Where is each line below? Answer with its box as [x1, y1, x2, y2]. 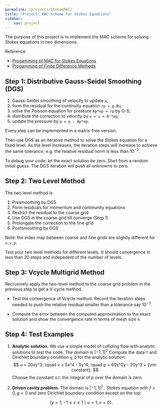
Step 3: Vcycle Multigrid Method [5, 268, 105, 276]
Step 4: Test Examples [5, 330, 74, 339]
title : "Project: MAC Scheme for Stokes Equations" [5, 12, 111, 17]
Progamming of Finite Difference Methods [12, 63, 96, 69]
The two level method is [5, 190, 53, 196]
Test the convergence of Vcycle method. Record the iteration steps [12, 296, 146, 302]
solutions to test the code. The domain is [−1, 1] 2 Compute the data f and [12, 348, 157, 355]
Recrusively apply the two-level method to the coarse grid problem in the [5, 281, 151, 287]
